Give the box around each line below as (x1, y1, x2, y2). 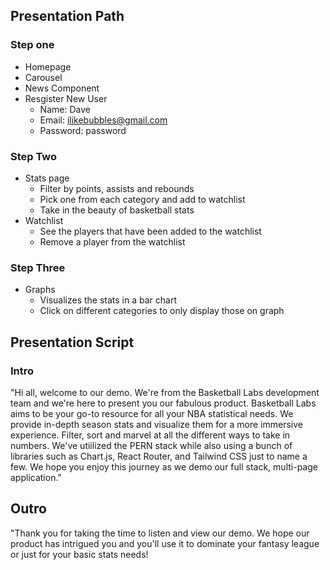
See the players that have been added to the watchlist (39, 225, 262, 237)
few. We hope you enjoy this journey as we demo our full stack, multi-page (10, 460, 318, 473)
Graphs (24, 284, 56, 296)
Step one (10, 38, 55, 52)
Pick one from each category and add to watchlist (39, 193, 246, 205)
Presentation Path (10, 8, 125, 25)
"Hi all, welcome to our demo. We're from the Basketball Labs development (10, 386, 320, 398)
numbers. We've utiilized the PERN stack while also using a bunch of (10, 439, 293, 451)
